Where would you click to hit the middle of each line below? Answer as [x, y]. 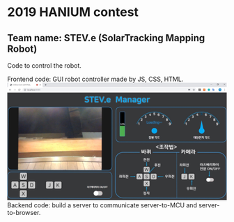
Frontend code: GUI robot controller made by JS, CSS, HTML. [95, 79]
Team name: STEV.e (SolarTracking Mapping [106, 38]
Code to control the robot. [45, 66]
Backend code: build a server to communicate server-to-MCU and [102, 205]
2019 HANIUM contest [73, 12]
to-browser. [24, 213]
